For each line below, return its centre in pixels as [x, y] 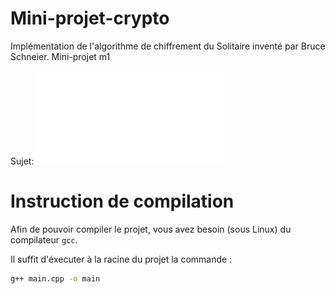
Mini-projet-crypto [90, 18]
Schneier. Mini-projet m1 [60, 56]
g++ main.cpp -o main [55, 278]
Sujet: [22, 161]
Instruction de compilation [122, 201]
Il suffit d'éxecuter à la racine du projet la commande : [121, 259]
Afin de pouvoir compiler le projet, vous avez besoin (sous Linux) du [151, 229]
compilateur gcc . [44, 239]
